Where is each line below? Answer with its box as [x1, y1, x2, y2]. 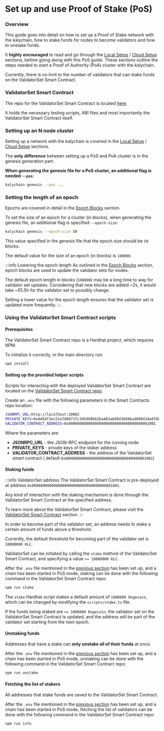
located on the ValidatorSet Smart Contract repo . [5, 388, 103, 394]
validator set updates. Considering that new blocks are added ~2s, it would [5, 282, 156, 288]
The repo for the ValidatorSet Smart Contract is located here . [5, 100, 128, 106]
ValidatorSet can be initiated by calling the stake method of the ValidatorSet [5, 550, 157, 556]
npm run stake [5, 585, 34, 590]
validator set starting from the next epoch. [5, 619, 90, 625]
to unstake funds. [5, 43, 41, 48]
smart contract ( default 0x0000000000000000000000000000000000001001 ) [12, 455, 155, 461]
